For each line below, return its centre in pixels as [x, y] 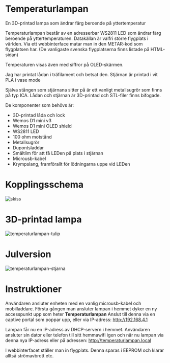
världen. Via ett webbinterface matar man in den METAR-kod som [74, 43]
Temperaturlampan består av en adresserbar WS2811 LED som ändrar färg [83, 33]
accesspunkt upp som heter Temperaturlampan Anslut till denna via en [80, 314]
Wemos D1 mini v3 [32, 120]
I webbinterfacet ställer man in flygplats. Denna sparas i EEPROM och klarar [85, 350]
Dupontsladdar [28, 148]
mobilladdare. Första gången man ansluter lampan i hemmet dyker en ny [81, 309]
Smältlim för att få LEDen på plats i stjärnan [58, 153]
